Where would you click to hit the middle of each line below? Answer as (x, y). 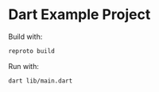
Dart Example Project (79, 15)
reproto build (32, 51)
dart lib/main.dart (41, 81)
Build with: (25, 36)
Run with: (24, 66)
